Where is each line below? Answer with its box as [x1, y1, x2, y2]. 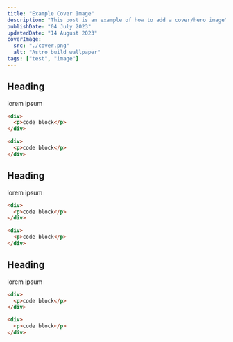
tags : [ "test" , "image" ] [7, 55, 79, 62]
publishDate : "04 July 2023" [7, 23, 92, 30]
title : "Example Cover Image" [7, 10, 95, 17]
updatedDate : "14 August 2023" [7, 29, 98, 37]
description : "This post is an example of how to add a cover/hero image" [7, 17, 228, 24]
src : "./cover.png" [13, 42, 70, 49]
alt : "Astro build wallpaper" [13, 49, 101, 56]
